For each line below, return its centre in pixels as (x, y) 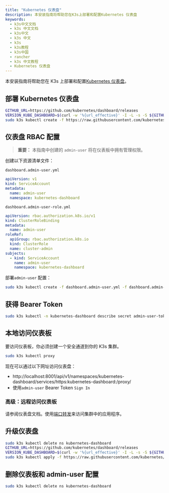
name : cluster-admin (31, 249)
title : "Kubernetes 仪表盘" (33, 10)
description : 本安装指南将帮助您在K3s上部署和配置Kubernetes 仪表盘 (71, 15)
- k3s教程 (19, 47)
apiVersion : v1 (21, 179)
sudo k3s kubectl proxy (30, 356)
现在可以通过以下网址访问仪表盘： (40, 366)
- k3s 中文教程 (24, 62)
